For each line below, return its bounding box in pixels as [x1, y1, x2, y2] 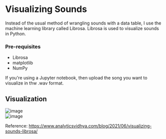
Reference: [5, 123, 28, 129]
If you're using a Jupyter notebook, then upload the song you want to [5, 75, 148, 81]
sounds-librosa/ [5, 128, 38, 134]
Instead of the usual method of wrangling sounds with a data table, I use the [5, 20, 162, 26]
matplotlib [12, 60, 33, 66]
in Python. [5, 30, 26, 36]
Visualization [5, 94, 47, 103]
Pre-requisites [5, 43, 41, 50]
